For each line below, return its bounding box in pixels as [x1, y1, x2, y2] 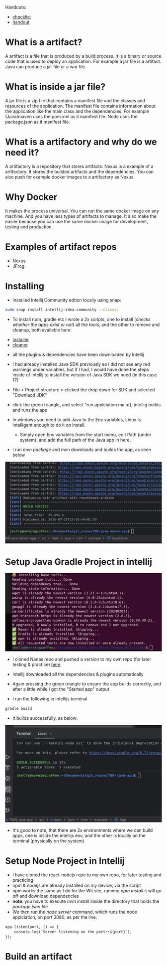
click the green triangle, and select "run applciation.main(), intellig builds [12, 401, 161, 408]
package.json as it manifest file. [5, 119, 71, 125]
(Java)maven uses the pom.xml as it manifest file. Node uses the [5, 113, 138, 119]
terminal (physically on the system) [12, 837, 84, 844]
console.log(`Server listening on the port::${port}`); [14, 929, 133, 934]
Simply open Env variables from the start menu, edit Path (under [19, 431, 152, 438]
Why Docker [5, 191, 58, 202]
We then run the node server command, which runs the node [12, 909, 138, 915]
